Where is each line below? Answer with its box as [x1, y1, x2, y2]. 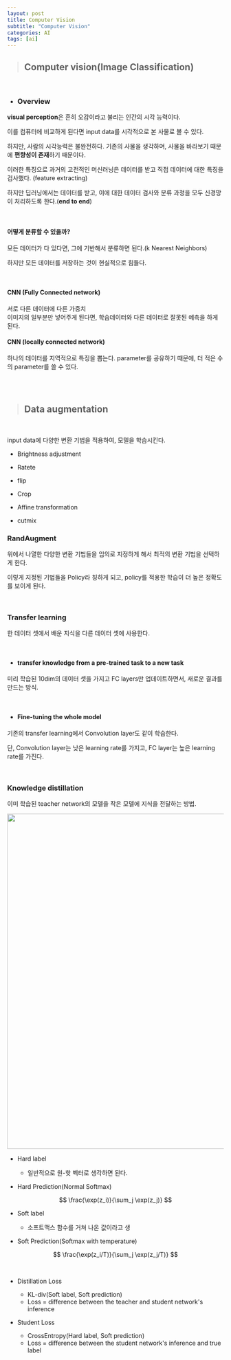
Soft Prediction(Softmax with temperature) [16, 1237, 137, 1245]
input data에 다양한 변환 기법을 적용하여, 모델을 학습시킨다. [7, 436, 166, 444]
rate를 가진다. [7, 752, 45, 760]
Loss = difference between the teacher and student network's [27, 1297, 203, 1306]
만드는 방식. [7, 683, 39, 692]
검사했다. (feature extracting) [7, 174, 88, 182]
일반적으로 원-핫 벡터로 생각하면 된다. [27, 1168, 128, 1176]
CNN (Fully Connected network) [7, 288, 101, 296]
